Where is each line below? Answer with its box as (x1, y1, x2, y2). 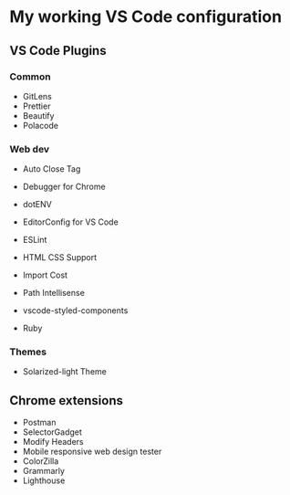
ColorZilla (22, 456, 59, 467)
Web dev (9, 142, 50, 155)
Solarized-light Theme (22, 366, 107, 377)
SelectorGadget (22, 427, 82, 437)
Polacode (22, 120, 59, 131)
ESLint (22, 235, 47, 246)
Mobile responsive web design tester (22, 446, 162, 458)
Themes (9, 345, 47, 358)
